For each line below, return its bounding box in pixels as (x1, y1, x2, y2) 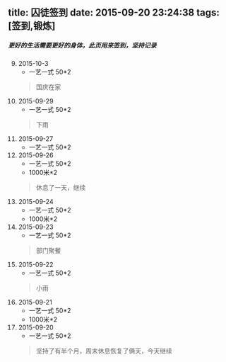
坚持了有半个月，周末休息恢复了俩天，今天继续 (35, 346, 172, 356)
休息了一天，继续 (35, 183, 86, 192)
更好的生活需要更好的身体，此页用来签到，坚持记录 (8, 41, 157, 50)
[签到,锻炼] (8, 20, 56, 32)
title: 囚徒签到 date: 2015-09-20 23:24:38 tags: (8, 6, 220, 19)
